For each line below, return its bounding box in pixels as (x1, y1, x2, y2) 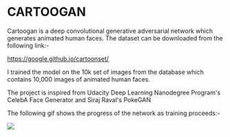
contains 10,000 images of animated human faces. (7, 75, 150, 83)
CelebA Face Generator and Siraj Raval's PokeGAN (7, 95, 151, 103)
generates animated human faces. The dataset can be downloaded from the (7, 34, 223, 42)
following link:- (7, 41, 50, 49)
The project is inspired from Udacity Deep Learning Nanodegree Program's (7, 88, 221, 97)
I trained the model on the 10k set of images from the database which (7, 68, 205, 76)
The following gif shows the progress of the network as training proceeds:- (7, 109, 220, 117)
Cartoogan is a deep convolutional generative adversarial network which (7, 27, 213, 35)
